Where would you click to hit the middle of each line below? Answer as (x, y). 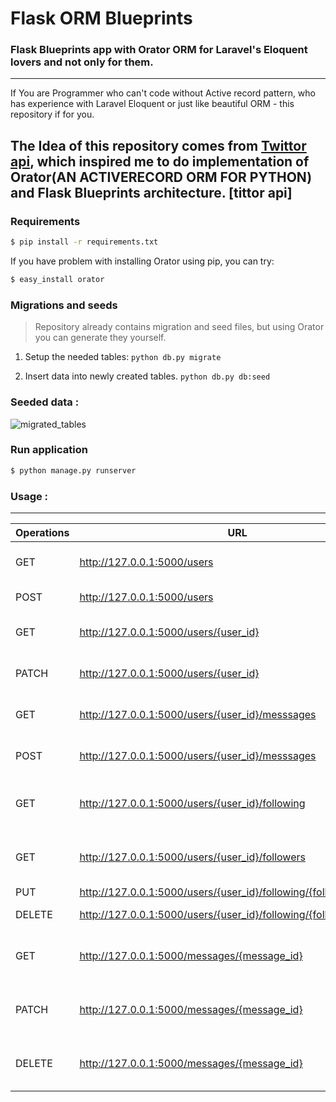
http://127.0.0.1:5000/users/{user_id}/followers (192, 857)
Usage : (29, 496)
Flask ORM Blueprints (101, 18)
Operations (42, 532)
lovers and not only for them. (82, 62)
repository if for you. (52, 114)
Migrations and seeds (64, 305)
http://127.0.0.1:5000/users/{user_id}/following (192, 803)
